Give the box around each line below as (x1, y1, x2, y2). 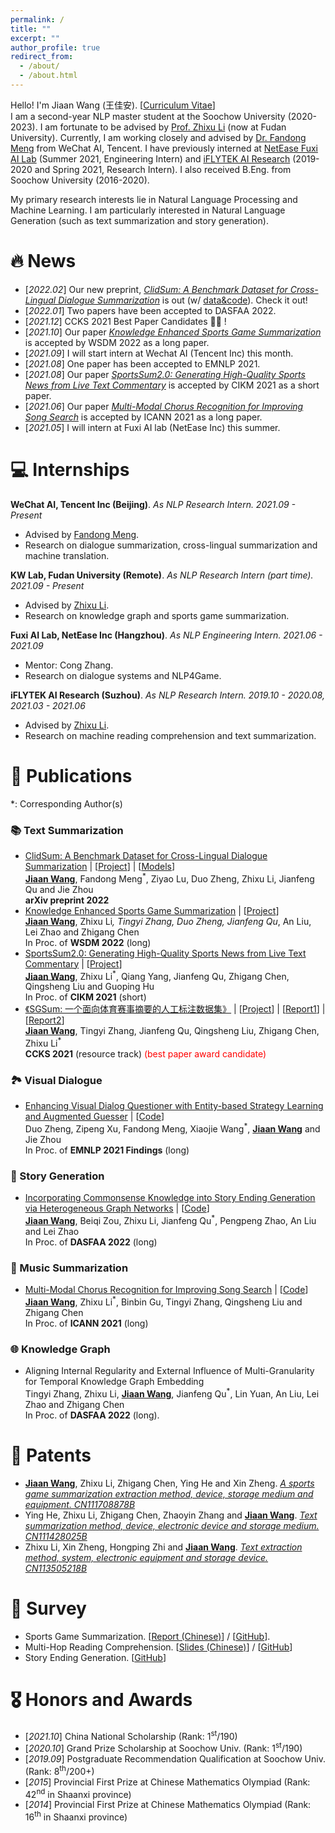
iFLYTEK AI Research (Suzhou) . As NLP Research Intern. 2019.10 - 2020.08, (10, 689, 325, 701)
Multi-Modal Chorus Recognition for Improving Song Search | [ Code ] (24, 1284, 309, 1296)
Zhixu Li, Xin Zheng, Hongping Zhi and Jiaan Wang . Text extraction (24, 1541, 303, 1553)
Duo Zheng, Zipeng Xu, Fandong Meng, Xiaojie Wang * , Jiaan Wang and (24, 1121, 321, 1135)
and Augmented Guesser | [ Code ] (24, 1111, 165, 1123)
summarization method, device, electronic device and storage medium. (24, 1519, 320, 1531)
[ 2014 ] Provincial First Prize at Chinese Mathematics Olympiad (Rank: (24, 1799, 312, 1811)
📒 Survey (10, 1597, 87, 1620)
